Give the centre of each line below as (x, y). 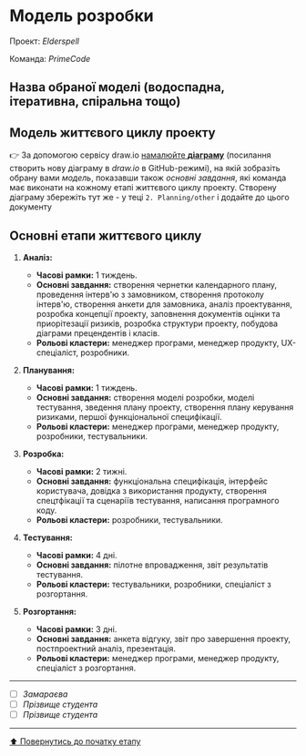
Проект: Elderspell (45, 41)
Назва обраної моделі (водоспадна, (117, 87)
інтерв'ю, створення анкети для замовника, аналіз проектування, (164, 304)
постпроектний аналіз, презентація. (106, 649)
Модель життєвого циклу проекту (112, 133)
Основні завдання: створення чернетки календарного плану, (157, 284)
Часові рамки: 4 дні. (76, 555)
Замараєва (45, 694)
